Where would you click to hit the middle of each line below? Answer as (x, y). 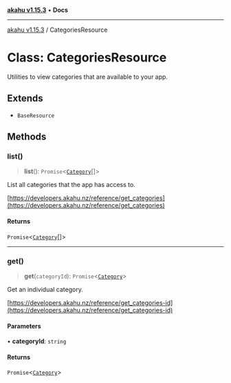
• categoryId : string (37, 342)
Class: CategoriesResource (87, 58)
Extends (25, 98)
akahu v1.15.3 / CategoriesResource (57, 30)
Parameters (24, 326)
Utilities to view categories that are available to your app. (88, 77)
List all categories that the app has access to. (71, 185)
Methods (27, 137)
